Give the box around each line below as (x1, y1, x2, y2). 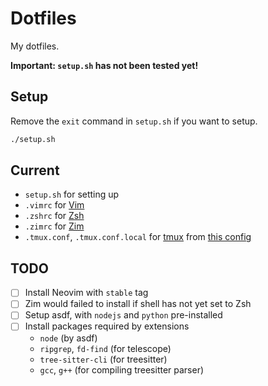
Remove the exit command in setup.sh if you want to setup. (10, 115, 258, 127)
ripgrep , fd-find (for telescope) (39, 342, 172, 354)
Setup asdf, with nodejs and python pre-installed (24, 309, 223, 321)
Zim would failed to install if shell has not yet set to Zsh (24, 298, 252, 310)
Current (10, 162, 60, 179)
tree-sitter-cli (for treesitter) (39, 353, 168, 365)
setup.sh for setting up (24, 188, 120, 201)
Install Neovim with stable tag (24, 287, 149, 299)
